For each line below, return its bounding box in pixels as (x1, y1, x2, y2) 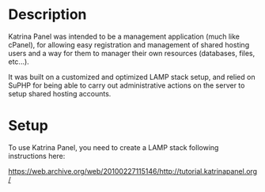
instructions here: (8, 151, 66, 160)
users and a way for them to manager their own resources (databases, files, (8, 48, 256, 58)
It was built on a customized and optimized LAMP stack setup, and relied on (8, 72, 256, 81)
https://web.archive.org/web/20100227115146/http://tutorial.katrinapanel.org (8, 166, 258, 175)
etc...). (8, 57, 29, 66)
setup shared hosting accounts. (8, 88, 112, 98)
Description (8, 6, 87, 24)
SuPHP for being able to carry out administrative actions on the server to (8, 81, 245, 90)
